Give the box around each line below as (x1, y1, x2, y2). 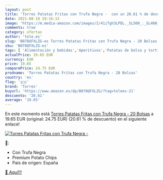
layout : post (5, 7, 32, 12)
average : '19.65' (5, 98, 40, 103)
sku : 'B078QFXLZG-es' (5, 43, 49, 48)
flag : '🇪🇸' (5, 79, 29, 84)
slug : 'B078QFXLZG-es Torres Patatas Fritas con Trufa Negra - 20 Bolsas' (5, 39, 160, 44)
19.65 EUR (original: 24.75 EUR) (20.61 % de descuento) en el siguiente (5, 116, 147, 122)
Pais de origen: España (12, 160, 58, 166)
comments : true (5, 25, 36, 30)
